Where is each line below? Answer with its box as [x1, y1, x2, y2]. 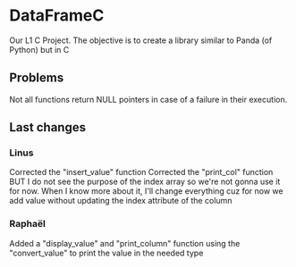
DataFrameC [9, 5, 105, 26]
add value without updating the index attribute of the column [9, 196, 233, 206]
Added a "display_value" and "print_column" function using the [9, 238, 241, 248]
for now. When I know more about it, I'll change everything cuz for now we [9, 186, 283, 196]
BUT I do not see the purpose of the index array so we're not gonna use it [9, 176, 281, 188]
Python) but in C [9, 44, 70, 54]
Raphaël [9, 218, 47, 230]
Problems [9, 71, 64, 86]
